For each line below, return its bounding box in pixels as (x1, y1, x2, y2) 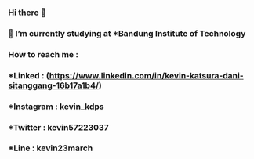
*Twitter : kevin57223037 (8, 121, 109, 132)
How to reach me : (8, 49, 78, 60)
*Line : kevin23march (8, 143, 93, 154)
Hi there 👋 (8, 7, 47, 18)
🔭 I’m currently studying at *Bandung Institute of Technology (8, 27, 246, 38)
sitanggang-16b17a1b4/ (8, 80, 100, 91)
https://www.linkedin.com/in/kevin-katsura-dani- (49, 70, 245, 81)
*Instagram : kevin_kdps (8, 101, 104, 112)
